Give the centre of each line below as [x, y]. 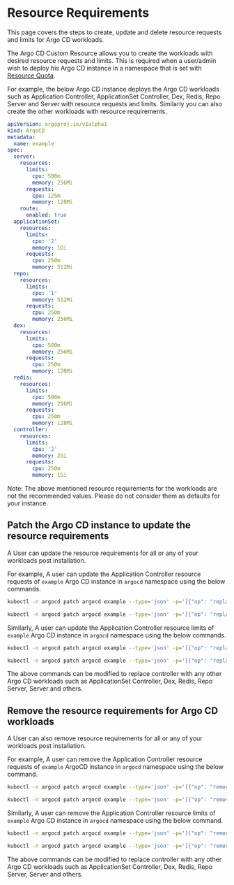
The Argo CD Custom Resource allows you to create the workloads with [110, 53]
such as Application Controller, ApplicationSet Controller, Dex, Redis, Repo [114, 96]
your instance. [28, 503]
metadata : [22, 137]
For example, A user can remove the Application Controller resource [105, 759]
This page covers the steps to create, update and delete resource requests [115, 32]
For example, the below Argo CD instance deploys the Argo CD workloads [113, 89]
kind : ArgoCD [26, 131]
